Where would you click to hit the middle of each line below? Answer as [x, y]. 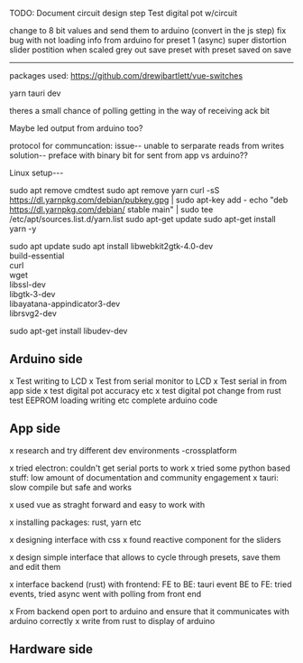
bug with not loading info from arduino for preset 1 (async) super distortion [148, 40]
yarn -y [23, 229]
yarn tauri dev [35, 93]
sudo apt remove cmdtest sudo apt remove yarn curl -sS [115, 190]
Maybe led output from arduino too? [76, 128]
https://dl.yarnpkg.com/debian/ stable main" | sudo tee [111, 210]
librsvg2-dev [33, 313]
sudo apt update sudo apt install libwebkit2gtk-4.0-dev [111, 246]
